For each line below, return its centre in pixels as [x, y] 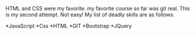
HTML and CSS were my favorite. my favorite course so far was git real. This [98, 8]
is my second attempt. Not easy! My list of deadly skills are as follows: [90, 15]
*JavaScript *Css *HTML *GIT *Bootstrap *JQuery [69, 26]
